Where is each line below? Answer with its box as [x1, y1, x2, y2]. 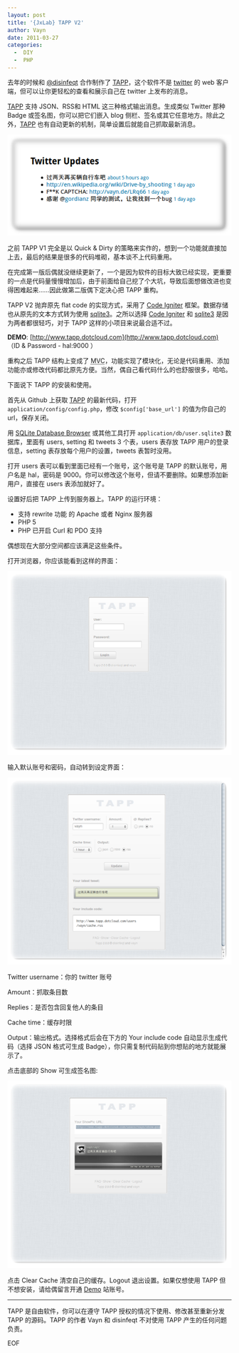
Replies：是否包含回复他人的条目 [7, 1003, 104, 1012]
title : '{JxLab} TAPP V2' [7, 19, 84, 26]
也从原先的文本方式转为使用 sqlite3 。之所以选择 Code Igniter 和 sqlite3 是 [7, 310, 223, 319]
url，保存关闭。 [7, 413, 53, 422]
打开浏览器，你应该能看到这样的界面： [7, 557, 119, 565]
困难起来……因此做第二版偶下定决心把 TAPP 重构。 [13, 286, 162, 294]
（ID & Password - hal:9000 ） [7, 341, 97, 350]
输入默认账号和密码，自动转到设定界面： [7, 763, 126, 771]
